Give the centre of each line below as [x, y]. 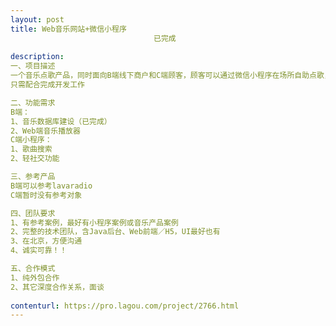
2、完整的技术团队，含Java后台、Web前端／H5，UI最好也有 [115, 232]
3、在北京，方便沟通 [46, 241]
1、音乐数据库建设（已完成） [61, 121]
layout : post [37, 19]
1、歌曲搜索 [31, 149]
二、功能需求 [33, 102]
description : [37, 57]
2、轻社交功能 [35, 159]
